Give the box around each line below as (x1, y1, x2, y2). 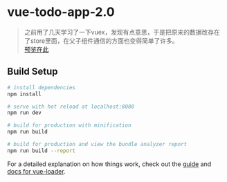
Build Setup (7, 66, 58, 78)
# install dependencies (7, 84, 76, 91)
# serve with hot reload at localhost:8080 (7, 103, 135, 110)
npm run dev (7, 109, 42, 116)
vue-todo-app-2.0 (7, 4, 116, 20)
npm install (7, 91, 42, 98)
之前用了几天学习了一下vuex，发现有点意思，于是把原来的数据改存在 (24, 28, 220, 36)
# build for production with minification (7, 122, 131, 129)
